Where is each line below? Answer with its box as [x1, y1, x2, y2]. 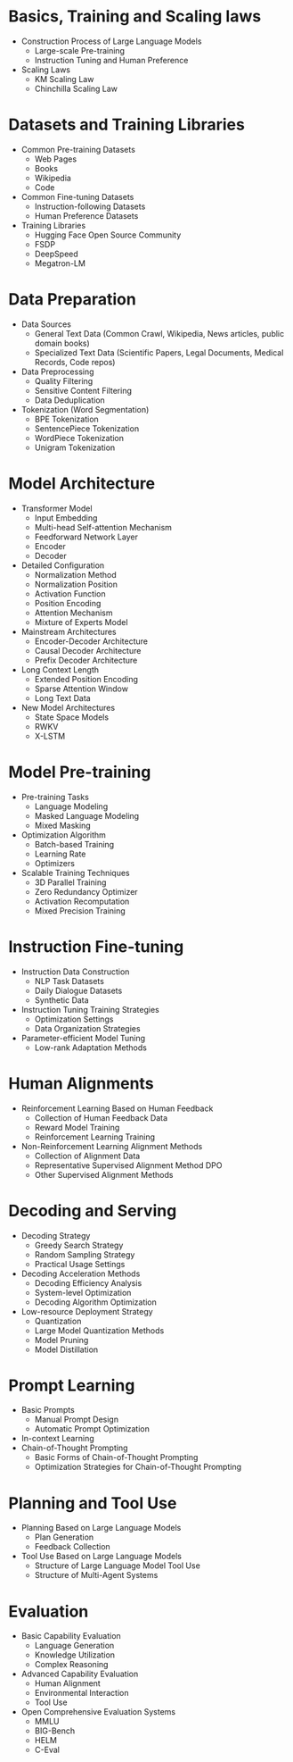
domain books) [34, 338, 90, 348]
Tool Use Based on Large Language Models [20, 1551, 182, 1562]
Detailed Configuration [20, 560, 105, 571]
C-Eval [34, 1744, 60, 1756]
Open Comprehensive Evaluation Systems [20, 1707, 175, 1717]
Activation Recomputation [34, 896, 130, 906]
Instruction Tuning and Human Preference [34, 54, 189, 65]
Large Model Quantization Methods [34, 1324, 165, 1336]
